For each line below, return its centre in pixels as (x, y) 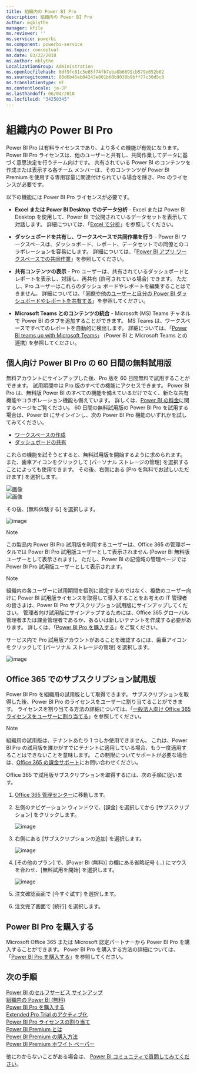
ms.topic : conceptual (33, 50)
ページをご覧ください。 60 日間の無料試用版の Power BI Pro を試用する (102, 408)
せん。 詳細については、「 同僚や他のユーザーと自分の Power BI (100, 293)
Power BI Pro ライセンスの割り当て (48, 1022)
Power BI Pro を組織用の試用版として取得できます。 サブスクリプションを (95, 694)
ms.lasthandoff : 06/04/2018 (41, 94)
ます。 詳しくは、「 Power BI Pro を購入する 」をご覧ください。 (86, 627)
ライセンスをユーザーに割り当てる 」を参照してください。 (76, 717)
